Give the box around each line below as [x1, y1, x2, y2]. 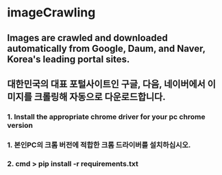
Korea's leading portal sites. [7, 53, 130, 65]
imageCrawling [7, 5, 96, 21]
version [7, 120, 33, 130]
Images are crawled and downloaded [7, 32, 168, 44]
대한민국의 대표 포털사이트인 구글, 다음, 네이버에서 [7, 78, 206, 90]
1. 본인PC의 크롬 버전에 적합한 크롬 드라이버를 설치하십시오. [7, 140, 191, 150]
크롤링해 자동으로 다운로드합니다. [34, 91, 166, 103]
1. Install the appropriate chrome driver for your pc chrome [7, 111, 206, 121]
